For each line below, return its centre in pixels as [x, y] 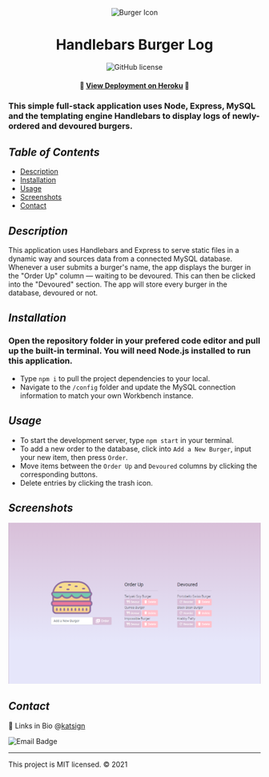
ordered [24, 126]
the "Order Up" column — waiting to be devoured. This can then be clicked [132, 276]
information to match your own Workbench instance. [106, 395]
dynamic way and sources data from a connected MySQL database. [120, 259]
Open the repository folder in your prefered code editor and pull [134, 341]
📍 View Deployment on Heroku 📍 [134, 85]
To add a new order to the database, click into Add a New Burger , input [135, 449]
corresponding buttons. [59, 474]
